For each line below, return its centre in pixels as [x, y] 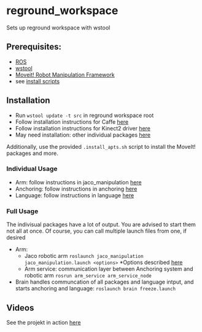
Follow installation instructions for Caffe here [72, 122]
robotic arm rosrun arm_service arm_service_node [88, 276]
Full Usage [22, 211]
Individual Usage [32, 169]
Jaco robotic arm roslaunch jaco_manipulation [84, 256]
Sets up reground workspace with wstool [58, 28]
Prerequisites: [34, 47]
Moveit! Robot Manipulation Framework [65, 75]
